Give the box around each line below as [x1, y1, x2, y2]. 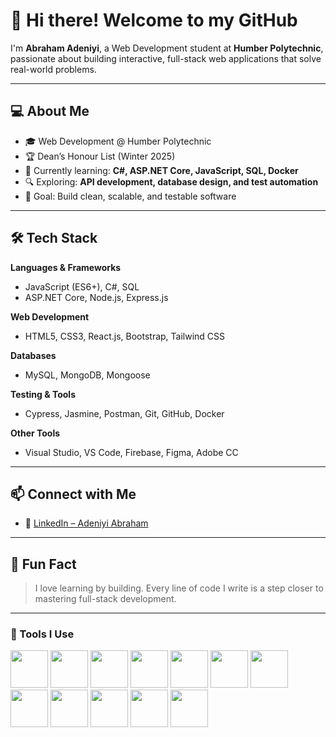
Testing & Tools [10, 388, 77, 400]
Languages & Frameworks [10, 261, 122, 273]
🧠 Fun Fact [10, 555, 77, 573]
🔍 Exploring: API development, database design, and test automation [24, 175, 319, 188]
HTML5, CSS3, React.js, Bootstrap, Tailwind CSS [24, 330, 226, 342]
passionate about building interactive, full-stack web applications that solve [10, 52, 322, 64]
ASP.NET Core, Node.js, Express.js [24, 291, 169, 303]
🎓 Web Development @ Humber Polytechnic [24, 135, 212, 147]
